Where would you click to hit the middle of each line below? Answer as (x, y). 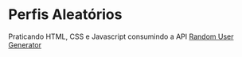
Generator (25, 44)
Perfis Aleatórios (65, 15)
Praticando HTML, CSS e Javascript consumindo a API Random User (121, 36)
